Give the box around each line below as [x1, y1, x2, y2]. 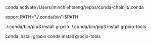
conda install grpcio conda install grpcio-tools [5, 33, 101, 39]
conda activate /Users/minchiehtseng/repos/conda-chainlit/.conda [5, 4, 144, 10]
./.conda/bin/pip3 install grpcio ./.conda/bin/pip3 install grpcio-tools [5, 23, 146, 29]
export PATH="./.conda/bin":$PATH [5, 14, 79, 19]
